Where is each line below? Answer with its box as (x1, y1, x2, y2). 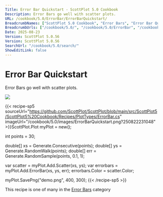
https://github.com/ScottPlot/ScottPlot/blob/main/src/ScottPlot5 (29, 108, 158, 114)
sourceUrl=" (5, 108, 30, 114)
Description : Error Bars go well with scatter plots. (5, 12, 116, 17)
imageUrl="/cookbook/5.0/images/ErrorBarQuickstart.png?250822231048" (5, 119, 156, 125)
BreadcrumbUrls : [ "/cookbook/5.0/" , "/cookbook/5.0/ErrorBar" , (5, 25, 136, 30)
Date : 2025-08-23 (5, 30, 40, 35)
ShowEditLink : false (5, 48, 47, 53)
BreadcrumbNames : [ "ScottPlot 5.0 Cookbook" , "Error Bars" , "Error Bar (5, 20, 153, 26)
